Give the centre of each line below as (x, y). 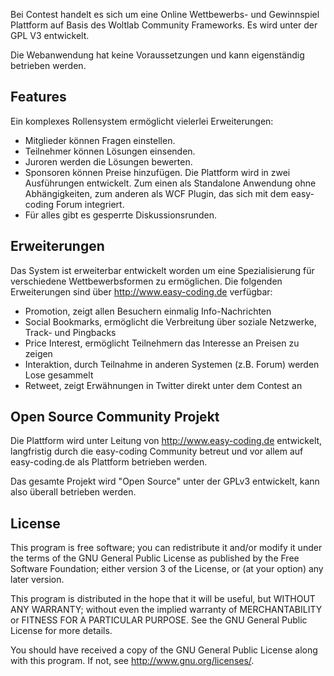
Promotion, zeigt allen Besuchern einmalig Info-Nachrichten (148, 311)
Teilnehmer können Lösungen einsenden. (110, 151)
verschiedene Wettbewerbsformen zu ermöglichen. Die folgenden (146, 281)
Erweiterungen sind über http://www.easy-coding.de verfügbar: (141, 291)
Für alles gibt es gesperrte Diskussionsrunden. (121, 215)
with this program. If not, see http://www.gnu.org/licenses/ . (132, 661)
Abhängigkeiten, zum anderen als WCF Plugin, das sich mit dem (156, 193)
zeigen (38, 353)
